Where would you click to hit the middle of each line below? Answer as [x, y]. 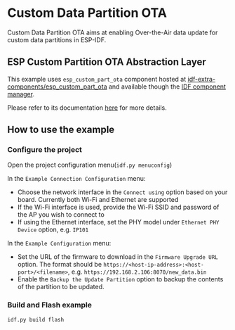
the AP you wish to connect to [61, 215]
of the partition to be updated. [61, 287]
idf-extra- [202, 79]
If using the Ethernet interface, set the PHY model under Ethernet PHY [118, 222]
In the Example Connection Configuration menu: [76, 179]
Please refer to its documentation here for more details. [87, 108]
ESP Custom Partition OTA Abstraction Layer [107, 62]
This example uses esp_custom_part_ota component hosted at [97, 79]
